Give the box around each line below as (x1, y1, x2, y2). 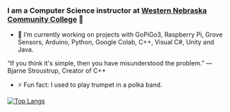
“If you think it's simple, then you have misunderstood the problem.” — (7, 59, 213, 68)
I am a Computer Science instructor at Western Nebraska (7, 6, 207, 15)
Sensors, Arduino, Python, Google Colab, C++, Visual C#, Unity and (17, 38, 214, 46)
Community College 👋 (7, 14, 84, 24)
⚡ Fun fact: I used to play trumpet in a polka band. (17, 80, 163, 89)
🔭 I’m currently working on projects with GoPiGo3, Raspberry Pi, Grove (17, 30, 224, 39)
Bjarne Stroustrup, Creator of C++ (7, 66, 107, 75)
